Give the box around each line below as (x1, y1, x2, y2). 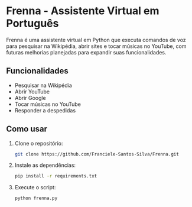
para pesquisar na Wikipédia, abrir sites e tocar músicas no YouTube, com (6, 43, 187, 50)
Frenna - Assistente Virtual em (6, 4, 160, 18)
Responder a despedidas (14, 106, 76, 114)
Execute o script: (14, 184, 56, 191)
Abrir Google (14, 94, 46, 101)
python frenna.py (14, 195, 58, 202)
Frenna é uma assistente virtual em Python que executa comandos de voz (6, 36, 186, 43)
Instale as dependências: (14, 161, 76, 169)
